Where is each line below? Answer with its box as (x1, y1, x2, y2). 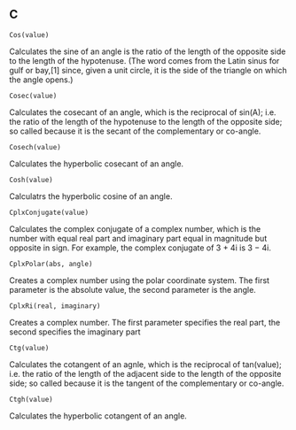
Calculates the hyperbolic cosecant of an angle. (9, 158, 184, 169)
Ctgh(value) (9, 395, 53, 403)
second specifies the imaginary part (9, 326, 141, 337)
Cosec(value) (9, 91, 58, 100)
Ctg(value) (9, 343, 50, 352)
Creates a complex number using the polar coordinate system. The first (9, 274, 270, 286)
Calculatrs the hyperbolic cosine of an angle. (9, 190, 173, 202)
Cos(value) (9, 30, 50, 39)
